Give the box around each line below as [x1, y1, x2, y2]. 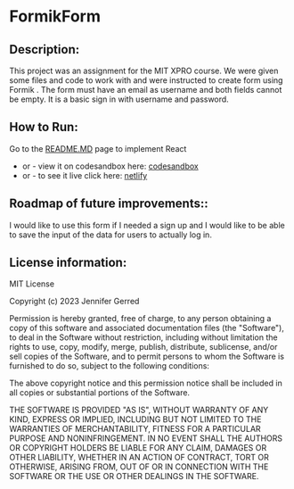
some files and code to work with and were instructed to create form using [9, 75, 283, 86]
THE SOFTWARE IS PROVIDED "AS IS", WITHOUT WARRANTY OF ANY [9, 404, 269, 416]
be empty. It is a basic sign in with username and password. [9, 94, 229, 104]
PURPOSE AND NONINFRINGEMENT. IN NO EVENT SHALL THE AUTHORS [9, 433, 283, 443]
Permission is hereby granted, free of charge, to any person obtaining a [9, 313, 272, 324]
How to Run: [9, 120, 78, 135]
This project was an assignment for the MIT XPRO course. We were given [9, 65, 279, 76]
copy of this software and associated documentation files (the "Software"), [9, 323, 285, 334]
